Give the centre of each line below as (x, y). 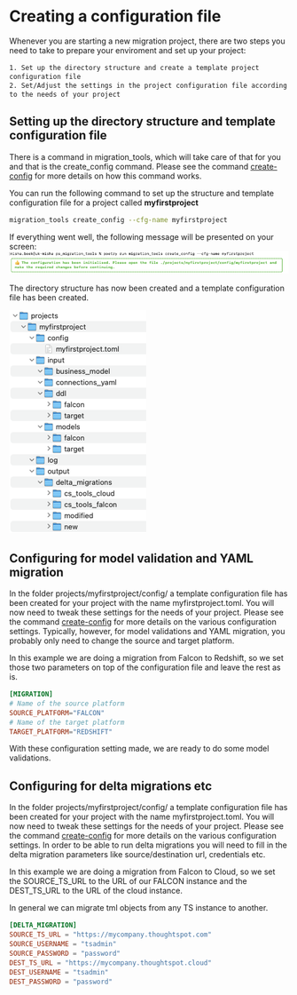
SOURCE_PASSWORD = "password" (65, 953)
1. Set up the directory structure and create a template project (134, 68)
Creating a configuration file (115, 16)
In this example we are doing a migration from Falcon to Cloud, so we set (142, 872)
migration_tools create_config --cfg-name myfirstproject (118, 219)
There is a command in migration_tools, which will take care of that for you (145, 156)
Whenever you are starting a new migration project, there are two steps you (147, 41)
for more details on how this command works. (118, 176)
